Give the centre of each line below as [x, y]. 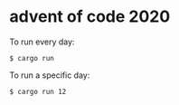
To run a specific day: [50, 75]
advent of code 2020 [90, 17]
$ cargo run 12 [38, 91]
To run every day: [42, 42]
